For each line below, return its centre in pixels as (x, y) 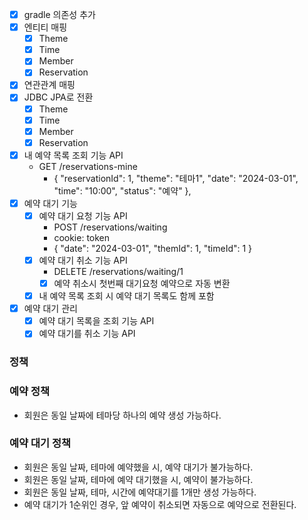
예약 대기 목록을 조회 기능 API (96, 321)
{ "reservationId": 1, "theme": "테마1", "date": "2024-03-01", (176, 178)
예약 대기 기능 (50, 203)
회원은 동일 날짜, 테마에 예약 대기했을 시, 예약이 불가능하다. (138, 479)
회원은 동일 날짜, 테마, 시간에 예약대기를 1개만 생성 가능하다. (140, 492)
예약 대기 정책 (40, 443)
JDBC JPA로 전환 (58, 97)
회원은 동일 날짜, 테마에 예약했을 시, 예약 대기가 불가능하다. (138, 467)
